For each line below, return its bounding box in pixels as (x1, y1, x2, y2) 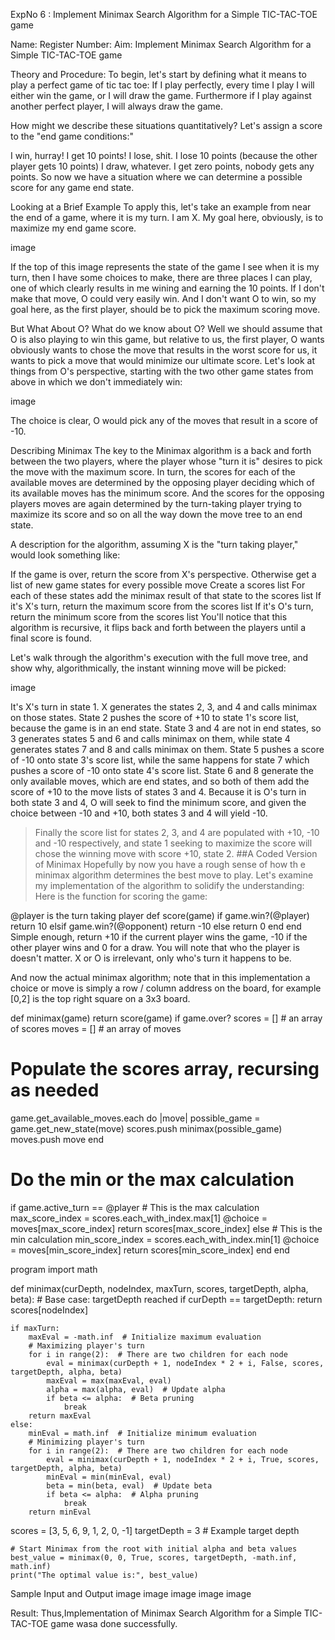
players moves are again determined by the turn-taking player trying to (10, 498, 302, 509)
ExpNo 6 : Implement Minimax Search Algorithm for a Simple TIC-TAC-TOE (10, 9, 318, 20)
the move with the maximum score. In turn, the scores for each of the (10, 466, 296, 478)
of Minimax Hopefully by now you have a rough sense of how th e (34, 859, 307, 870)
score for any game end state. (10, 182, 135, 193)
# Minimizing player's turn (28, 1437, 145, 1447)
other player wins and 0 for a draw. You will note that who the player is (10, 942, 300, 953)
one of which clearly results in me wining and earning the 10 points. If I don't (10, 282, 325, 294)
